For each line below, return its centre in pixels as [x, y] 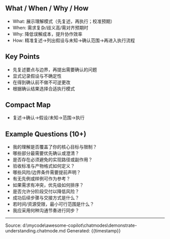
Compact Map [28, 105]
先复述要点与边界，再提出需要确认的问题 [55, 69]
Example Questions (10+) [46, 134]
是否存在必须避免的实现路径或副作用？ [52, 160]
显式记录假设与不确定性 [37, 76]
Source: [13, 225]
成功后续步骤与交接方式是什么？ [46, 198]
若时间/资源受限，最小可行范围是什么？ [53, 204]
